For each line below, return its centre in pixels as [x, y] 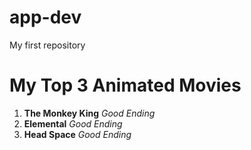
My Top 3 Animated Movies [125, 85]
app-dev [45, 17]
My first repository [47, 45]
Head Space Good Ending [77, 134]
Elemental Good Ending [73, 123]
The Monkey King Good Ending [89, 113]
